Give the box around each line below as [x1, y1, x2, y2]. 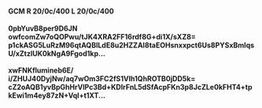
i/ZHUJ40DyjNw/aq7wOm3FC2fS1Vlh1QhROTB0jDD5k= [8, 74, 196, 84]
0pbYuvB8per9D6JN [8, 24, 78, 33]
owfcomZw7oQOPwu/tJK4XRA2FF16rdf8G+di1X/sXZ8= [8, 32, 197, 42]
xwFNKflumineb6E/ [8, 65, 74, 75]
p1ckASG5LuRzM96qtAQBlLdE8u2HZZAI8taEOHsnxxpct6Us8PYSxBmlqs [8, 40, 255, 50]
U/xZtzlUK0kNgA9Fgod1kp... [8, 49, 106, 58]
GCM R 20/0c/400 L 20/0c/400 [8, 6, 114, 16]
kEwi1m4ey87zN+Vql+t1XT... [8, 91, 106, 100]
